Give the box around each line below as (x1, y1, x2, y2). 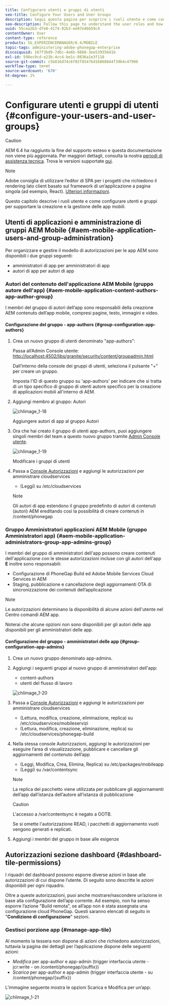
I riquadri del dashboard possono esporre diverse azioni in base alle (5, 872, 146, 878)
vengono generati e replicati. (12, 826, 72, 832)
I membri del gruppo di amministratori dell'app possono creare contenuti (5, 550, 155, 556)
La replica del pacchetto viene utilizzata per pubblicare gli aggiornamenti (12, 786, 164, 792)
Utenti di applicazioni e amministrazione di (5, 218, 142, 227)
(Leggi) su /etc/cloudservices (20, 483, 81, 489)
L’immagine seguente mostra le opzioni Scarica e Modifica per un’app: (5, 984, 151, 990)
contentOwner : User (5, 31, 46, 36)
